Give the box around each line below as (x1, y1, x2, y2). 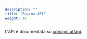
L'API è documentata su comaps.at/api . (5, 29, 83, 35)
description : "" (5, 7, 37, 12)
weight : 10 (5, 16, 27, 20)
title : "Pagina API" (5, 11, 47, 16)
